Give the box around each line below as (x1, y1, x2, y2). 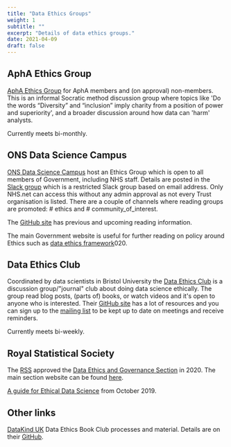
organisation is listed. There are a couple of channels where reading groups (7, 197, 223, 205)
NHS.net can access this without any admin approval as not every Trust (7, 190, 212, 198)
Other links (7, 407, 56, 419)
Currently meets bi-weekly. (7, 327, 85, 336)
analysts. (7, 116, 33, 124)
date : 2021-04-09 (7, 36, 58, 43)
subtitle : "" (7, 23, 45, 30)
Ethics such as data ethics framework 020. (7, 238, 128, 247)
